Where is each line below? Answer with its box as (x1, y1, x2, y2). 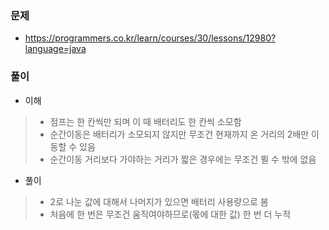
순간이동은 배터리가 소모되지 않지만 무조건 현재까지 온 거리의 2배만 (49, 128, 310, 140)
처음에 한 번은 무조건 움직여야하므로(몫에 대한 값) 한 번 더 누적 (49, 208, 292, 220)
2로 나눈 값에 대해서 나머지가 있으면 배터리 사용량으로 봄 (49, 195, 269, 207)
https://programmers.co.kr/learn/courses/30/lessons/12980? (24, 32, 277, 44)
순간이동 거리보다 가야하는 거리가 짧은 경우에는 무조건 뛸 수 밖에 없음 (49, 153, 317, 165)
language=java (24, 43, 87, 55)
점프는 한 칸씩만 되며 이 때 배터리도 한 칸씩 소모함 (49, 115, 242, 127)
